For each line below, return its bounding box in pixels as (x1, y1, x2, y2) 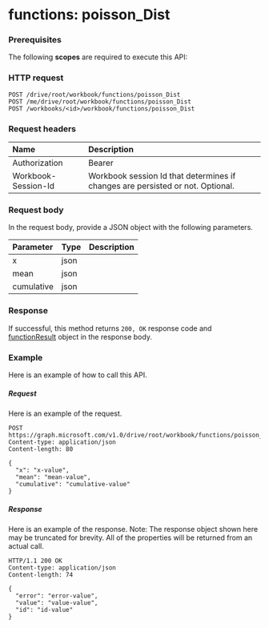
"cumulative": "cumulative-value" (15, 480, 130, 488)
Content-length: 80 (8, 445, 74, 453)
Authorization (12, 158, 63, 169)
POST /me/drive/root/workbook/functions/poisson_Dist (8, 98, 192, 106)
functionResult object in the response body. (8, 332, 152, 341)
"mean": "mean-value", (15, 473, 91, 481)
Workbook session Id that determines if (87, 171, 236, 182)
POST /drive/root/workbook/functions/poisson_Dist (8, 91, 181, 99)
